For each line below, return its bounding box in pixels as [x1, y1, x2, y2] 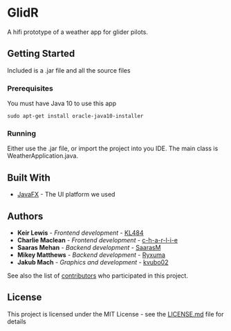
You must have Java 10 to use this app [7, 99, 116, 108]
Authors [7, 210, 44, 222]
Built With [7, 172, 50, 184]
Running [7, 128, 37, 138]
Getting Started [7, 48, 75, 60]
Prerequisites [7, 83, 53, 93]
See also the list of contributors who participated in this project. [7, 271, 189, 280]
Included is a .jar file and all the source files [7, 66, 131, 74]
